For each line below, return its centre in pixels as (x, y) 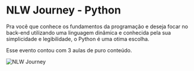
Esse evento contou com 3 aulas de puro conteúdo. (69, 50)
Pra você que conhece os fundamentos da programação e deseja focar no (97, 26)
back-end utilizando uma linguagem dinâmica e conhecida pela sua (88, 32)
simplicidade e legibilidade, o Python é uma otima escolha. (78, 39)
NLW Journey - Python (64, 10)
